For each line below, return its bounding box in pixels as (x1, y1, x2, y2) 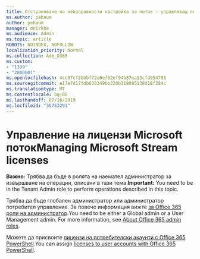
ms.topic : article (6, 36, 52, 42)
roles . (6, 222, 20, 229)
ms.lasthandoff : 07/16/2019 (6, 97, 76, 103)
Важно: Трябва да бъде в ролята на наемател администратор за (6, 173, 171, 180)
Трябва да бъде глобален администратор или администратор (6, 197, 164, 204)
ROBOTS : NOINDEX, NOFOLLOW (6, 42, 73, 48)
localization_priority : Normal (6, 48, 84, 53)
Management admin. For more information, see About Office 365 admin (6, 216, 182, 223)
